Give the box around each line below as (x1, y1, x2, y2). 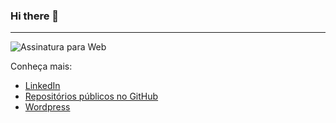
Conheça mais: (10, 60, 73, 73)
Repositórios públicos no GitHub (24, 90, 159, 103)
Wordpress (24, 101, 71, 113)
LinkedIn (24, 80, 61, 92)
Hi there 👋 (10, 9, 60, 23)
